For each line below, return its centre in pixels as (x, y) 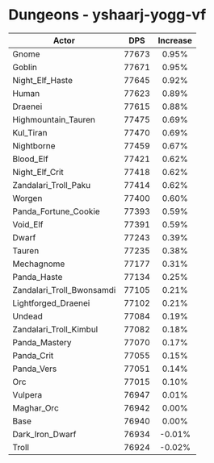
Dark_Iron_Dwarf (44, 434)
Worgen (27, 198)
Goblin (25, 67)
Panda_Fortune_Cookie (56, 211)
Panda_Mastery (42, 342)
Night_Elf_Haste (43, 80)
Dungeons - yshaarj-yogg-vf (107, 15)
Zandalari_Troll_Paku (52, 185)
